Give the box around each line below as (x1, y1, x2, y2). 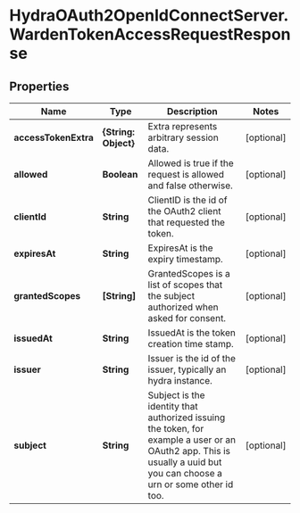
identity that (147, 401, 198, 412)
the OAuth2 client (147, 205, 221, 217)
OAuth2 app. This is (147, 445, 230, 457)
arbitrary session (147, 131, 219, 144)
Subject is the (147, 389, 205, 401)
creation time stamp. (147, 338, 234, 350)
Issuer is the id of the (147, 352, 237, 364)
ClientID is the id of (147, 194, 228, 206)
